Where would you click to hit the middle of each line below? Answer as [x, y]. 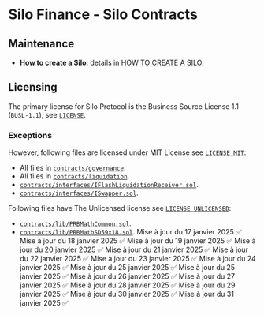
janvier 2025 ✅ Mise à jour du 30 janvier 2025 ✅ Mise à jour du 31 [127, 294]
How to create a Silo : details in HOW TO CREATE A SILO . [112, 62]
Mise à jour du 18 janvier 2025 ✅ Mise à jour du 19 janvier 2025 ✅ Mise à [138, 241]
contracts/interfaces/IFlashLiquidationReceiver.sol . [109, 185]
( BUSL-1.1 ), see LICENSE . [47, 114]
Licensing [33, 87]
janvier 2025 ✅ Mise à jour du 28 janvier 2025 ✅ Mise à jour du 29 [127, 285]
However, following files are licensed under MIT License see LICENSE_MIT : [127, 152]
